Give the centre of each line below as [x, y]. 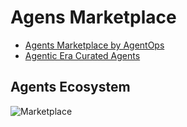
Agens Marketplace [93, 17]
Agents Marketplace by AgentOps [94, 45]
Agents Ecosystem [70, 87]
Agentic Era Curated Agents [82, 55]
